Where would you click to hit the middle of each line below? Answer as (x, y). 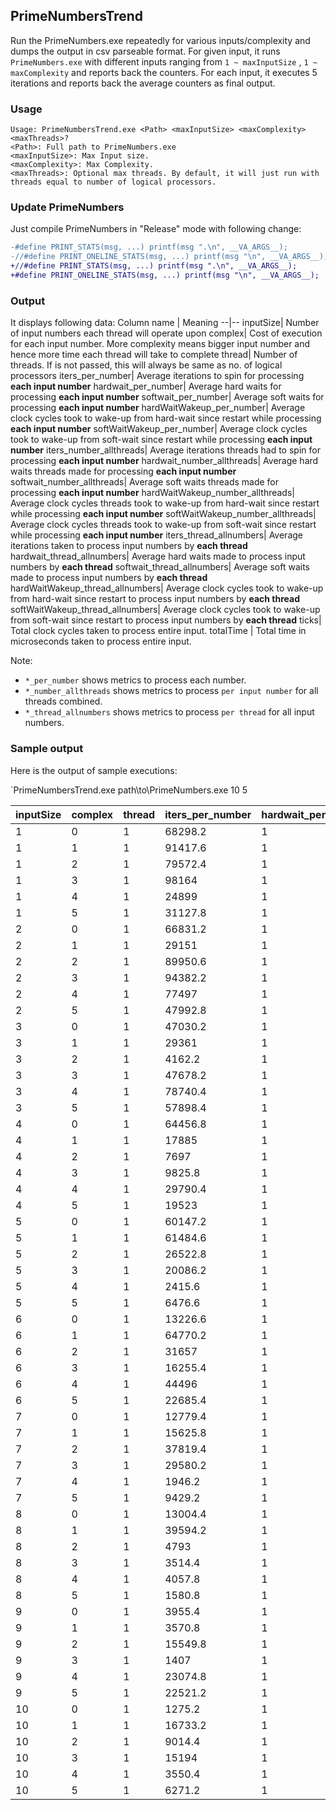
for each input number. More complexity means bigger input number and (160, 344)
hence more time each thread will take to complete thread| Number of (154, 355)
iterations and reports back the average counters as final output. (143, 83)
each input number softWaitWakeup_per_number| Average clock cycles (159, 429)
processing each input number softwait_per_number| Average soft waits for (167, 397)
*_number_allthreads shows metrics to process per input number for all (171, 691)
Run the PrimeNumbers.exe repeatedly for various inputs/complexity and (160, 40)
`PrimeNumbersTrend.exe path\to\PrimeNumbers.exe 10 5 (129, 790)
